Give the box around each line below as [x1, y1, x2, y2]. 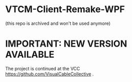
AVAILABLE [5, 49, 55, 60]
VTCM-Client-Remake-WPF [5, 4, 125, 15]
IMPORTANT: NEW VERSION [5, 38, 127, 50]
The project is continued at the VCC [5, 65, 80, 71]
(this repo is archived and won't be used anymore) [5, 20, 111, 26]
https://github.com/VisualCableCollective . [5, 71, 94, 77]
